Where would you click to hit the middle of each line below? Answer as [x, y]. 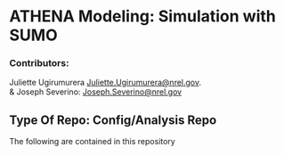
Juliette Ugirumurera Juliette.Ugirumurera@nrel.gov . [105, 83]
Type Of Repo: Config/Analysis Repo [113, 120]
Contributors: [39, 63]
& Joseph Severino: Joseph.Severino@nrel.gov [96, 92]
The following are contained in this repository [92, 142]
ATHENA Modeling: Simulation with [142, 16]
